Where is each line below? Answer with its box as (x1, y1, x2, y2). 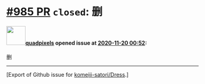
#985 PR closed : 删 (6, 5, 103, 19)
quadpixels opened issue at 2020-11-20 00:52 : (25, 39, 148, 47)
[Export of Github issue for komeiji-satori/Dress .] (6, 71, 129, 79)
